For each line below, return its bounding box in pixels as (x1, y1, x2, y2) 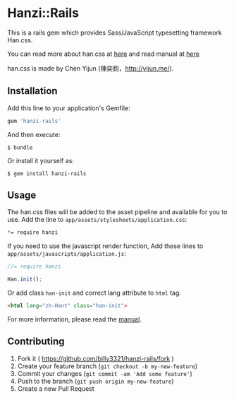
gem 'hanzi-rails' (7, 117, 61, 124)
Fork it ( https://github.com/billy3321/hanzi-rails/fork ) (17, 354, 174, 363)
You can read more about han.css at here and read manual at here (7, 49, 199, 58)
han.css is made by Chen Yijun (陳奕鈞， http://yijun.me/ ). (7, 64, 174, 72)
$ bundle (7, 143, 33, 151)
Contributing (7, 336, 65, 348)
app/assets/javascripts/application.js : (7, 249, 126, 258)
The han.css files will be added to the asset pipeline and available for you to (7, 208, 228, 216)
